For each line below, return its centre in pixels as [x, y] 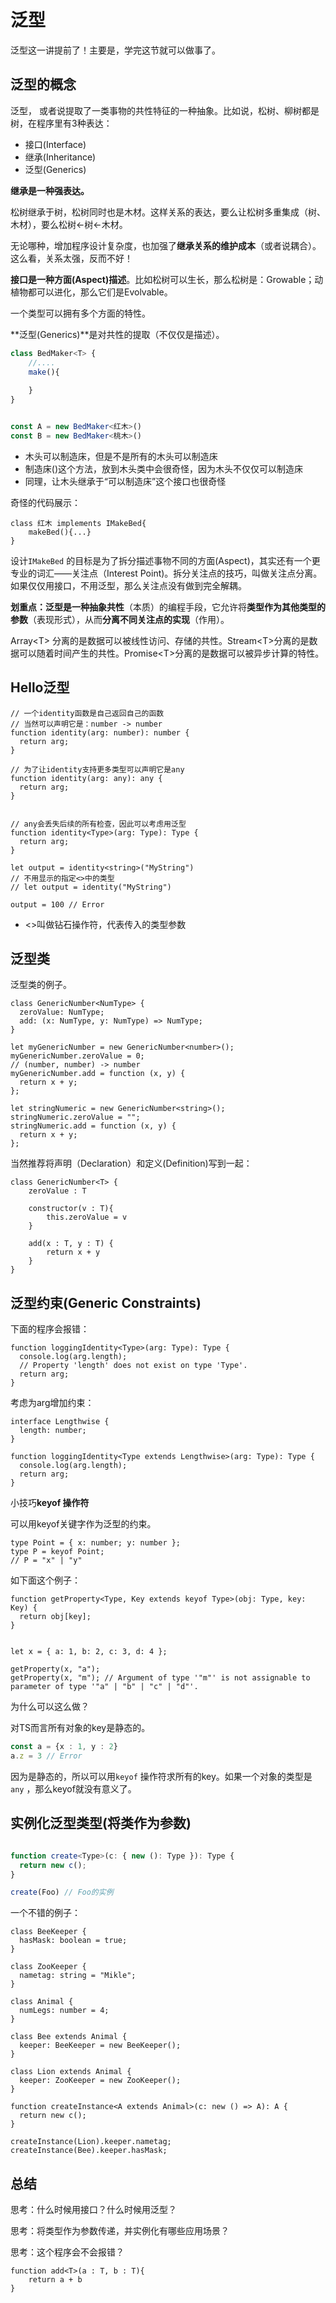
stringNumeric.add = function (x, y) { [93, 1126]
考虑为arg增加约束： [52, 1403]
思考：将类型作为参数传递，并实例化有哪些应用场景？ [120, 2231]
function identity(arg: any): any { [86, 778]
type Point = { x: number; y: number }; [96, 1543]
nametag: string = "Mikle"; [78, 1976]
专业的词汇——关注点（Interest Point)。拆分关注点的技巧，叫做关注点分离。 [166, 573]
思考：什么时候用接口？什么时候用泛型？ [93, 2210]
